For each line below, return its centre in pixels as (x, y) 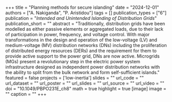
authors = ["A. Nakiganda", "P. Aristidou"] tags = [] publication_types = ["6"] (86, 13)
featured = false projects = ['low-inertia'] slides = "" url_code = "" (75, 78)
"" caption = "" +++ (26, 94)
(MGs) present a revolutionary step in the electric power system (73, 61)
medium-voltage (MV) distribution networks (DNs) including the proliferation (86, 45)
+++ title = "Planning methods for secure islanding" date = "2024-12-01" (82, 7)
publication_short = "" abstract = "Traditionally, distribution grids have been (85, 23)
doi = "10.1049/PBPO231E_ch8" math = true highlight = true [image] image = (86, 88)
